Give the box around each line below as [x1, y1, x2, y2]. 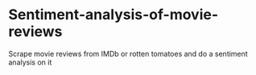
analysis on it [8, 57, 52, 67]
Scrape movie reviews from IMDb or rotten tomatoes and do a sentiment [8, 49, 248, 58]
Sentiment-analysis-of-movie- [8, 6, 219, 24]
